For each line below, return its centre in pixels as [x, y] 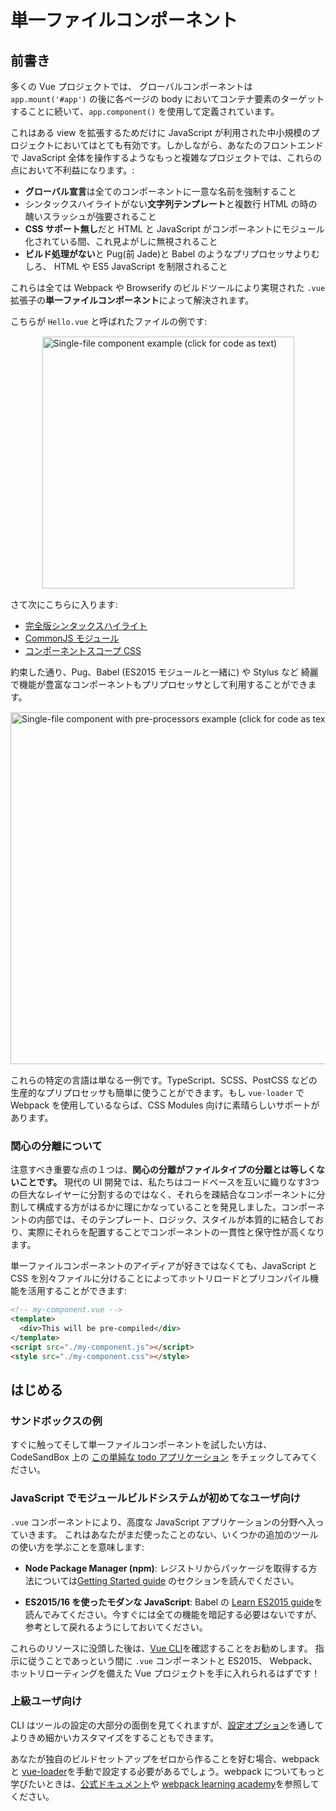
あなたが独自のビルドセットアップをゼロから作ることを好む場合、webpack [165, 1758]
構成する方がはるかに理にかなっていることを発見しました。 [159, 1207]
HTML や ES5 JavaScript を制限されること [140, 266]
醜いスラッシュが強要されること [90, 216]
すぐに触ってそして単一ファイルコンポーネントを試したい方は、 [141, 1445]
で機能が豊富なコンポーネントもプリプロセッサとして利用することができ [159, 684]
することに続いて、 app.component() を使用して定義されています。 [145, 111]
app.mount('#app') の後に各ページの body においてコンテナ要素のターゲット [167, 99]
